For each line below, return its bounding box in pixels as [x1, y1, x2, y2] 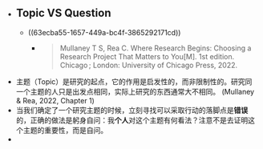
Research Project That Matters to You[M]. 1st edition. [59, 51, 235, 61]
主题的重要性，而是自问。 [22, 125, 108, 135]
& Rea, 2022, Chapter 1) [15, 95, 95, 105]
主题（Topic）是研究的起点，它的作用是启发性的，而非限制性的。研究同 [15, 76, 253, 87]
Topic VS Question [15, 6, 111, 20]
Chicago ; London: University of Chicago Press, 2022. [59, 60, 238, 70]
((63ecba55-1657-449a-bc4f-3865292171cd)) [27, 27, 181, 37]
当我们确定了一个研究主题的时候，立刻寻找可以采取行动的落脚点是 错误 [15, 105, 249, 115]
